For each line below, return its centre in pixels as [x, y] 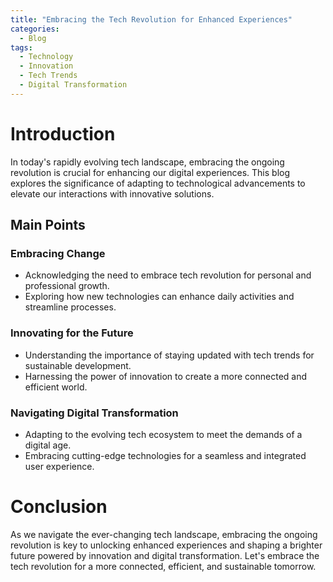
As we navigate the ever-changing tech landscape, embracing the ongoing [164, 534]
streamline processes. [70, 307]
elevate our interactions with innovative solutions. [112, 193]
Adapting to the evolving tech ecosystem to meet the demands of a [163, 434]
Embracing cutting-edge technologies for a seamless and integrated [165, 455]
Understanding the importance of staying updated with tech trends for [169, 355]
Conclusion [59, 507]
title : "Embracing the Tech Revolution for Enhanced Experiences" [151, 19]
